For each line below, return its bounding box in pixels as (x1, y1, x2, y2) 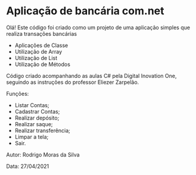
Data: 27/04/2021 (6, 162, 49, 170)
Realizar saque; (14, 120, 53, 127)
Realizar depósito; (14, 114, 60, 121)
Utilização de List (14, 54, 58, 61)
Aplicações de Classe (14, 42, 69, 49)
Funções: (6, 90, 29, 97)
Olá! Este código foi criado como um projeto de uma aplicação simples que (6, 24, 191, 31)
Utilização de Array (14, 48, 63, 55)
